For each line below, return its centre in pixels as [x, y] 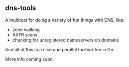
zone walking [26, 30]
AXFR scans [25, 34]
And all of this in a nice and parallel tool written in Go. [60, 49]
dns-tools [21, 8]
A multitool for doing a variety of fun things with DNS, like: [65, 20]
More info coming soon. [30, 59]
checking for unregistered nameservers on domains [65, 40]
